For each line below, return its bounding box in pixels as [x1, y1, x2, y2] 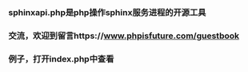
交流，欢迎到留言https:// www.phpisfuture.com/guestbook [8, 30, 240, 41]
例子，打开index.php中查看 [8, 53, 114, 64]
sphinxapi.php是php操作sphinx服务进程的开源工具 [8, 6, 206, 17]
